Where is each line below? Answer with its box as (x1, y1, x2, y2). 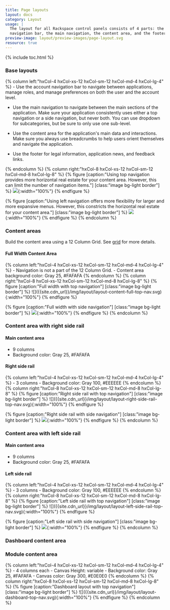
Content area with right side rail (5, 322, 84, 330)
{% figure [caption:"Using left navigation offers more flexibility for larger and (5, 198, 164, 204)
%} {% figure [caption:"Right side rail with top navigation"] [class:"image (11, 390, 163, 396)
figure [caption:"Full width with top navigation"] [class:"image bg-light (5, 283, 151, 289)
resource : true (5, 40, 37, 46)
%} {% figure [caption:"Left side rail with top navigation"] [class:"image (11, 498, 160, 504)
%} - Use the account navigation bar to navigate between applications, (5, 84, 153, 90)
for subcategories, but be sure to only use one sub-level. (12, 120, 132, 127)
